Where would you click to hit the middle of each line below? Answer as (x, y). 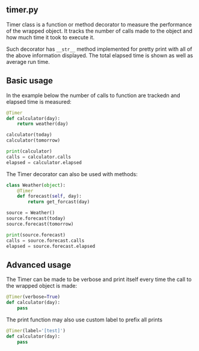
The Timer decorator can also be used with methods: (72, 174)
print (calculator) (29, 151)
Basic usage (29, 81)
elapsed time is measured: (39, 101)
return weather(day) (43, 124)
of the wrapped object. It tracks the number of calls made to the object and (99, 31)
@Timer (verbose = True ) (33, 297)
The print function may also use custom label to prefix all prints (84, 320)
